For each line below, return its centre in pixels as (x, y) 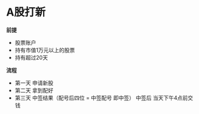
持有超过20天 (31, 57)
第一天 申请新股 (34, 83)
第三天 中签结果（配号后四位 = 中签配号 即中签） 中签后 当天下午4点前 (101, 98)
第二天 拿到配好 (34, 90)
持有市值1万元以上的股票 (45, 50)
